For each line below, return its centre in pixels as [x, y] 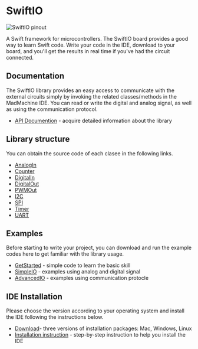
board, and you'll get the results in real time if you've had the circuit [88, 51]
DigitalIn [25, 177]
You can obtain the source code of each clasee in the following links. [90, 153]
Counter [24, 171]
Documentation [35, 76]
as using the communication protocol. [52, 109]
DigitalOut [27, 184]
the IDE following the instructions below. [55, 317]
